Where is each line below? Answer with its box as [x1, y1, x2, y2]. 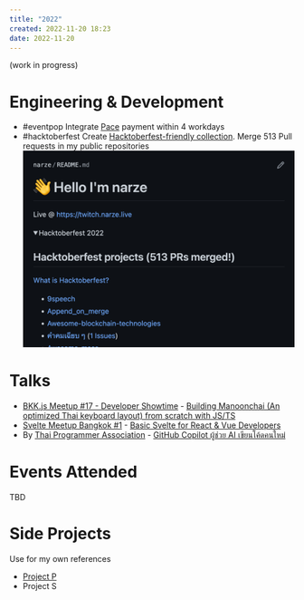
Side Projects [9, 523, 111, 544]
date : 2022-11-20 [9, 34, 75, 43]
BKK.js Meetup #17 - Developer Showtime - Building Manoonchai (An [22, 400, 280, 411]
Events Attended [9, 461, 138, 482]
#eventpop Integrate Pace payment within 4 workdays [22, 121, 225, 132]
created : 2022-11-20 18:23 [9, 24, 111, 34]
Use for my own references [9, 553, 111, 564]
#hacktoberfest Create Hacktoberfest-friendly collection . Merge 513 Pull [22, 131, 292, 142]
